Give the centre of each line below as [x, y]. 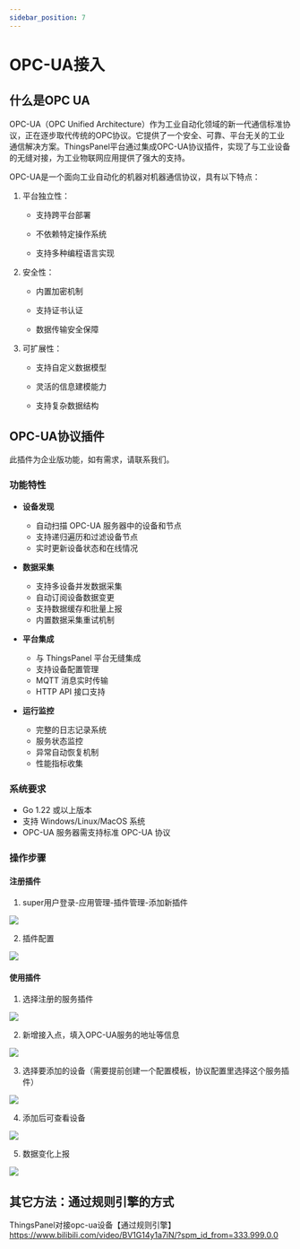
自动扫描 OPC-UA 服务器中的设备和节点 [108, 525]
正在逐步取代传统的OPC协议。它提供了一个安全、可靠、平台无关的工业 [154, 135]
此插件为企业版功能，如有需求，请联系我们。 [92, 459]
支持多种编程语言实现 [75, 253]
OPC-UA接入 [57, 65]
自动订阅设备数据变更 [75, 597]
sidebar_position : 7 [48, 17]
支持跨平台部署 [63, 214]
